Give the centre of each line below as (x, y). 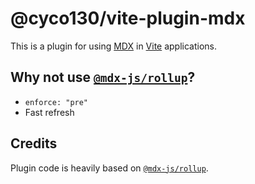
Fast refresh (49, 112)
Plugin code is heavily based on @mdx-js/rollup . (109, 168)
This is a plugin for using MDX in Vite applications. (114, 46)
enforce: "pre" (56, 102)
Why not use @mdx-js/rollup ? (103, 77)
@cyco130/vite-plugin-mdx (128, 18)
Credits (34, 143)
